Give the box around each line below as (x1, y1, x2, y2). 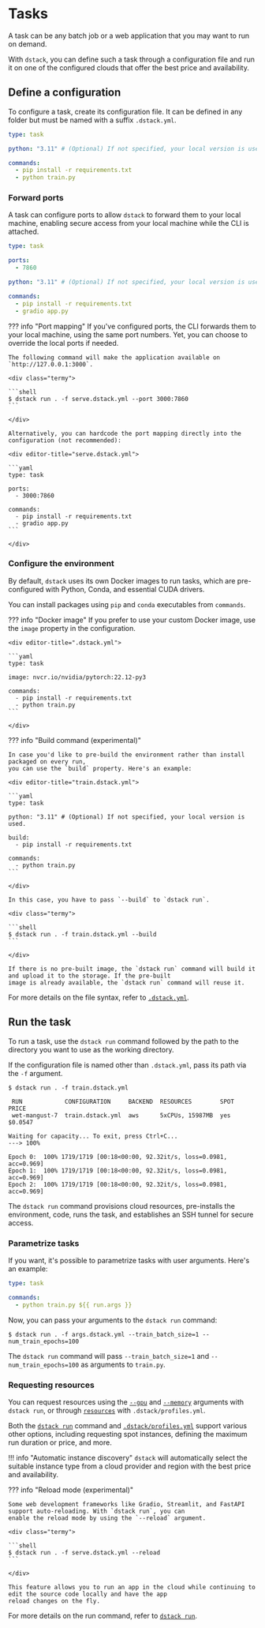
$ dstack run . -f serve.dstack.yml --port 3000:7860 (8, 395, 189, 403)
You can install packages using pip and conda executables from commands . (8, 599, 246, 609)
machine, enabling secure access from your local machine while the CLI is (8, 219, 250, 228)
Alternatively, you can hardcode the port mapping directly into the (8, 430, 242, 437)
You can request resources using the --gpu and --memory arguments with (8, 1397, 244, 1406)
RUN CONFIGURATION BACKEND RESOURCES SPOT (11, 1097, 235, 1105)
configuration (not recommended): (8, 436, 122, 445)
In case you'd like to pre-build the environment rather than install (8, 751, 245, 759)
